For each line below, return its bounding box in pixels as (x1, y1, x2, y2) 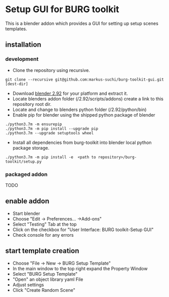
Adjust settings (12, 281, 44, 287)
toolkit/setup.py (5, 159, 42, 164)
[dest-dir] (5, 81, 28, 87)
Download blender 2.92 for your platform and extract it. (12, 90, 128, 96)
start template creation (5, 247, 79, 255)
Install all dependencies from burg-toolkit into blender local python (12, 139, 152, 145)
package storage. (12, 144, 50, 151)
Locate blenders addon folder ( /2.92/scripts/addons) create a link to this (12, 95, 163, 102)
